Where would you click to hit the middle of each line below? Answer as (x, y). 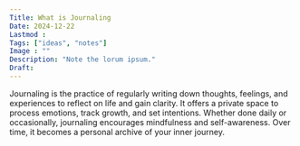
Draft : (22, 68)
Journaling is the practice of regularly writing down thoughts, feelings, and (149, 93)
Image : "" (30, 51)
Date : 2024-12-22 (42, 26)
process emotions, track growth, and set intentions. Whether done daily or (148, 113)
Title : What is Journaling (60, 18)
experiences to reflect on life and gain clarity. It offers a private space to (144, 103)
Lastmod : (28, 34)
